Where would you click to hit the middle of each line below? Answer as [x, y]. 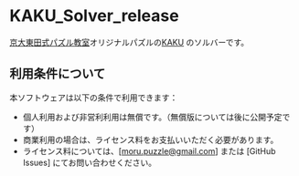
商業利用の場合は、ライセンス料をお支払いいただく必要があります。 [150, 140]
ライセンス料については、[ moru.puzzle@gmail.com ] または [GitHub [149, 150]
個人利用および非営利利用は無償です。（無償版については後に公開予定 [152, 117]
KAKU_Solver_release [95, 16]
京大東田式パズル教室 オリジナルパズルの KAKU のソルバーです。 [129, 42]
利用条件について [58, 74]
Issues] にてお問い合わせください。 [90, 162]
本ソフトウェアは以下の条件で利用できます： [94, 98]
